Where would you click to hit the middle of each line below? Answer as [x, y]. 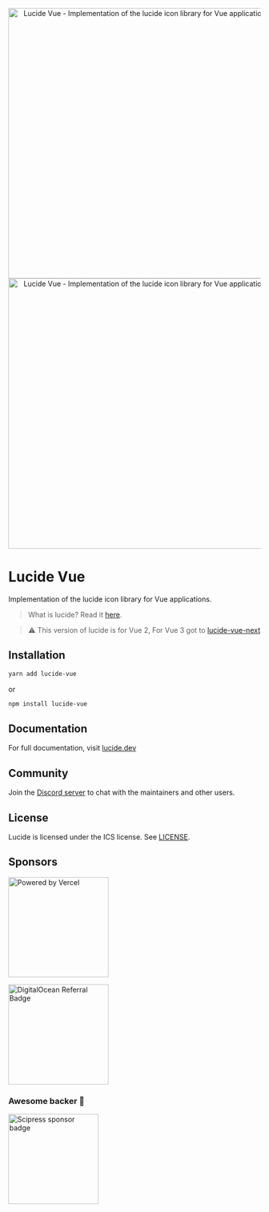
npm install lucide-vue [48, 704]
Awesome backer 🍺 [47, 1101]
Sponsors [33, 862]
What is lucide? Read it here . [75, 614]
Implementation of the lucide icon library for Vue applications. [110, 599]
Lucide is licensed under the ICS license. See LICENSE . [99, 836]
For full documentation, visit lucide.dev [72, 748]
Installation [37, 656]
